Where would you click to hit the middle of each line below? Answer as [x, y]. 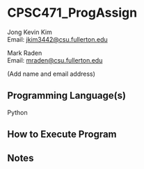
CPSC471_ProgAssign [72, 13]
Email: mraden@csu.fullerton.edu [55, 60]
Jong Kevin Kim [30, 32]
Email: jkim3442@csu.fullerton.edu [57, 39]
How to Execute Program [62, 135]
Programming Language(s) [67, 96]
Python [17, 112]
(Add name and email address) [51, 74]
